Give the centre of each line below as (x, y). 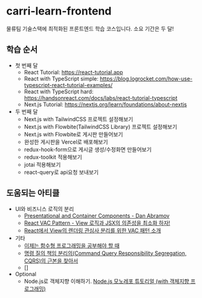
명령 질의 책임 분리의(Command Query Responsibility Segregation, (105, 253)
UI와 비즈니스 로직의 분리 (44, 209)
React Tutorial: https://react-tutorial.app (73, 72)
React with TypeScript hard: (59, 91)
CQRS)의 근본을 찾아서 (51, 260)
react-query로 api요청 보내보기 (61, 172)
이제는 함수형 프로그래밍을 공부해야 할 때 (72, 245)
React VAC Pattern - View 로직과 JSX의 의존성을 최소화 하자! (97, 223)
